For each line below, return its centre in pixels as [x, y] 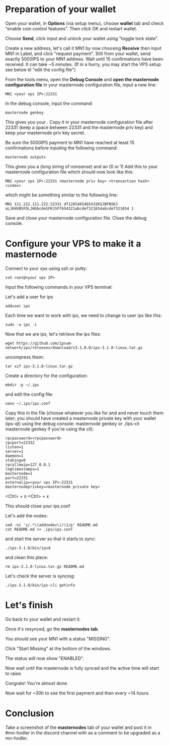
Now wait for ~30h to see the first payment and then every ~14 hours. [77, 693]
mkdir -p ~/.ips [22, 385]
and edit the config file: [29, 394]
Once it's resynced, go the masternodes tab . [52, 629]
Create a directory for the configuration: [47, 376]
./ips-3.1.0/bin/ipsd [28, 548]
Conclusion [30, 713]
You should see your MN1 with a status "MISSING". [58, 638]
